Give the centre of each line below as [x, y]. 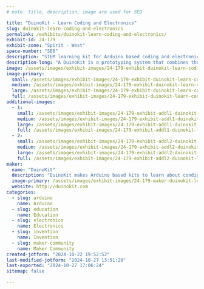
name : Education [38, 215]
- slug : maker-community [43, 243]
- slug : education [35, 209]
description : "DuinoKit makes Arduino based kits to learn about [96, 175]
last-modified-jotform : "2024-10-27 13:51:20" [66, 260]
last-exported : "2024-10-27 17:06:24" [55, 266]
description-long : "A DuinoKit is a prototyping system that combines [97, 62]
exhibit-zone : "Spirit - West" [46, 46]
